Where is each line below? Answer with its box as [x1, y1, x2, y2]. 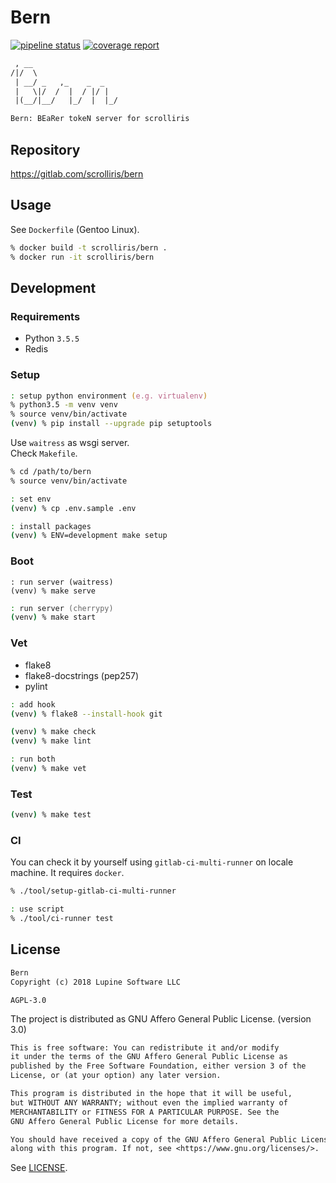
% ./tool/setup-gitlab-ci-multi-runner [10, 886, 177, 896]
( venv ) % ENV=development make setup [10, 531, 168, 541]
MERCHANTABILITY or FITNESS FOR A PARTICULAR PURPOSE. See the [10, 1107, 280, 1117]
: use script [10, 904, 65, 915]
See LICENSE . [10, 1162, 68, 1174]
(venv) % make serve [10, 586, 97, 596]
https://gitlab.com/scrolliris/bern [10, 168, 144, 180]
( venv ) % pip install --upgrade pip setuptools [10, 419, 213, 429]
